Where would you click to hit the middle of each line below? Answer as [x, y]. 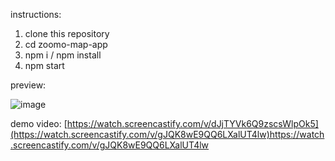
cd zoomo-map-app [66, 44]
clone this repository [67, 33]
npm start [44, 65]
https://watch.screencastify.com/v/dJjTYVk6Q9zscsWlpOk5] [192, 123]
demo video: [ [39, 123]
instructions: [36, 14]
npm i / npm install [63, 55]
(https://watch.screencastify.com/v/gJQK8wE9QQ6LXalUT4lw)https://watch [167, 134]
